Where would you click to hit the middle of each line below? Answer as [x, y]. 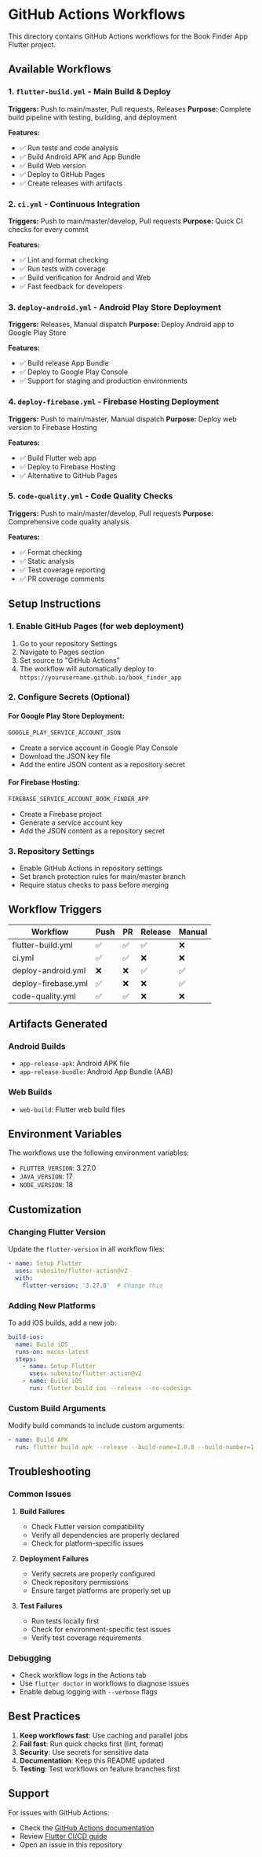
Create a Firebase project [60, 814]
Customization [45, 1210]
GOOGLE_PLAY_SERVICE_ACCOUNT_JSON [65, 733]
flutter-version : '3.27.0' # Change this [93, 1285]
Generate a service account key [71, 822]
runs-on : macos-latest [52, 1351]
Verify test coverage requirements [86, 1638]
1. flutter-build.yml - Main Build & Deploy [89, 92]
